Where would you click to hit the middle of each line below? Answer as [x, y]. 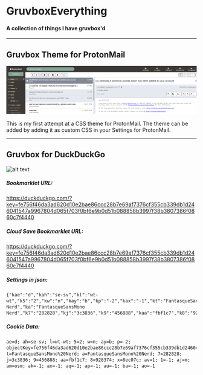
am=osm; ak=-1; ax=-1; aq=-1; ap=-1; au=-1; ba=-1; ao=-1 [81, 366]
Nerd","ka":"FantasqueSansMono [46, 307]
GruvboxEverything [57, 11]
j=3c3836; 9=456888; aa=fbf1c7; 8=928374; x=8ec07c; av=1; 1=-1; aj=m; [98, 360]
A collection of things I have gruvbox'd [56, 28]
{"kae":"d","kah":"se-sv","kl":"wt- [52, 295]
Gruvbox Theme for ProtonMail [66, 55]
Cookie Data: [23, 327]
